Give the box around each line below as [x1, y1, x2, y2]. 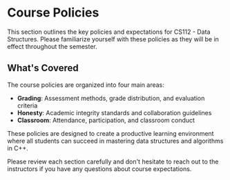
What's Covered [7, 62, 79, 74]
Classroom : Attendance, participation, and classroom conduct [17, 116, 195, 124]
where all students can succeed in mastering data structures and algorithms [7, 137, 224, 145]
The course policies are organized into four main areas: [7, 81, 164, 89]
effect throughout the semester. [7, 42, 98, 50]
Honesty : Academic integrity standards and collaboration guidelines [17, 108, 212, 117]
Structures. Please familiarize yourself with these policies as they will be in [7, 34, 220, 43]
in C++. [7, 143, 29, 152]
